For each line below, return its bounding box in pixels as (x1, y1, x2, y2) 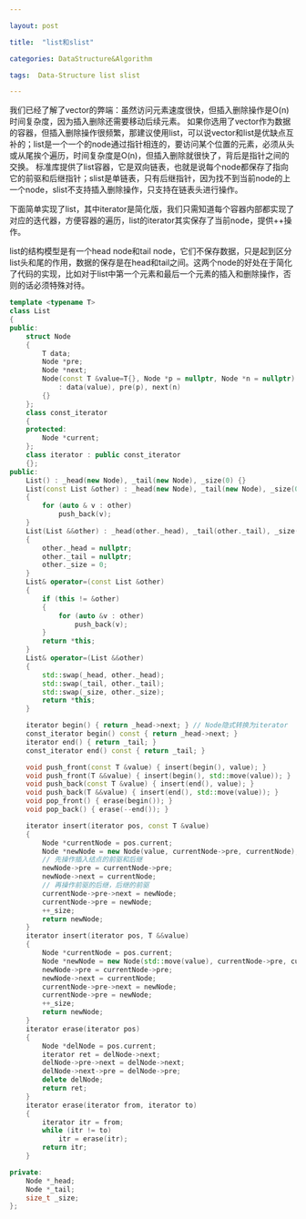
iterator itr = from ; (42, 1117, 125, 1127)
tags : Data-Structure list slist (9, 70, 141, 80)
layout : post (9, 21, 59, 30)
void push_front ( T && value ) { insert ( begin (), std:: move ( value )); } (25, 771, 291, 780)
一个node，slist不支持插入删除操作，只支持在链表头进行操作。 (9, 184, 243, 196)
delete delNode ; (42, 1075, 104, 1084)
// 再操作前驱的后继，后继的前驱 (42, 880, 150, 889)
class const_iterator (25, 408, 107, 417)
